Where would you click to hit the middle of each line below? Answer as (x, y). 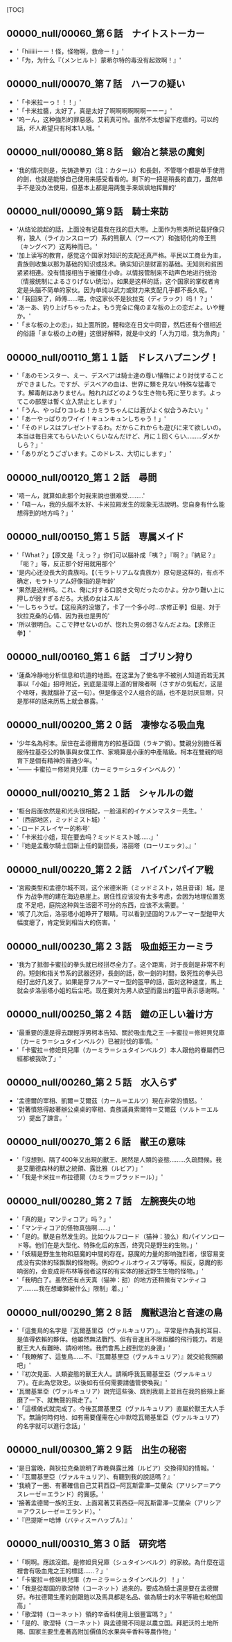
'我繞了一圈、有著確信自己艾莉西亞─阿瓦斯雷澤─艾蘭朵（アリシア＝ (113, 1485)
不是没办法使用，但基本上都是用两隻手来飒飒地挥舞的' (99, 187)
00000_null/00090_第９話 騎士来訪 (88, 211)
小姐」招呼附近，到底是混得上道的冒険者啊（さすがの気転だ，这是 (129, 684)
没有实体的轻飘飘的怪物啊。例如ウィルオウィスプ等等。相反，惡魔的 (120, 1262)
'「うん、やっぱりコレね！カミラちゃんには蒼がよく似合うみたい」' (112, 410)
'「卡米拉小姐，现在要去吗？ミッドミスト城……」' (87, 837)
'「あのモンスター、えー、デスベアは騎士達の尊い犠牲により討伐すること (120, 375)
